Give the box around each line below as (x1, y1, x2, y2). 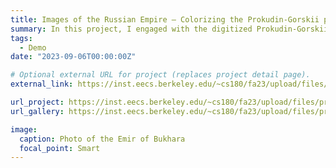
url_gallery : (10, 106, 65, 116)
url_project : (10, 97, 65, 107)
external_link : (10, 79, 74, 90)
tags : (10, 33, 33, 43)
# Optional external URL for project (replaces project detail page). (10, 70, 311, 80)
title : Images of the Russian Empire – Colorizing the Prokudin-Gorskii (10, 14, 320, 25)
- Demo (19, 42, 47, 53)
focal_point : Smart (19, 143, 101, 153)
